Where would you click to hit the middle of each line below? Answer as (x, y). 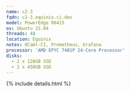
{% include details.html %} (39, 84)
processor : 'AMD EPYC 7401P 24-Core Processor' (66, 50)
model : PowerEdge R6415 (35, 23)
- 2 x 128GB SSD (31, 61)
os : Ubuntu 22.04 (27, 28)
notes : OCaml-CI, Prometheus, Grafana (54, 45)
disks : (14, 56)
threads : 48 (21, 34)
